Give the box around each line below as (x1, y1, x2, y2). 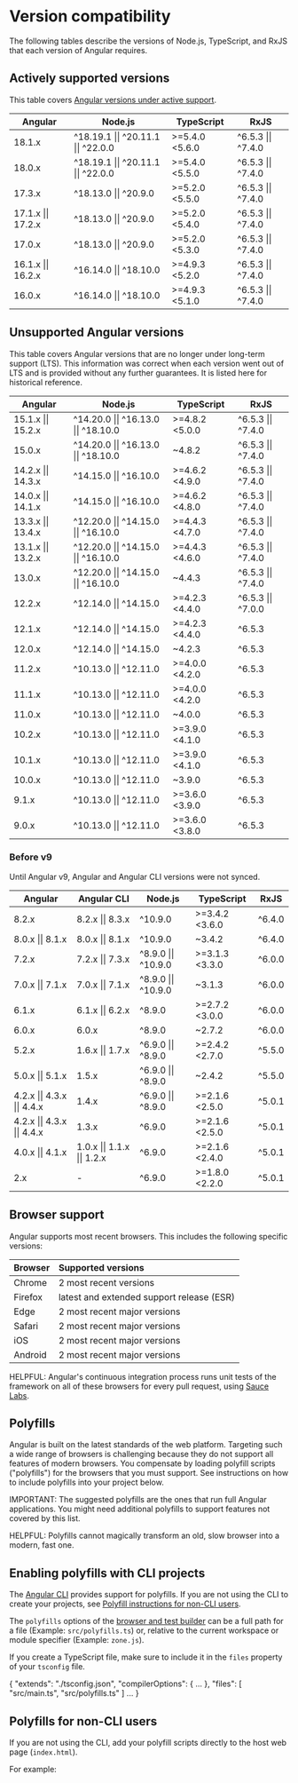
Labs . (9, 1390, 29, 1400)
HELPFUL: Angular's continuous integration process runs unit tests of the (9, 1371, 277, 1382)
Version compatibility (9, 6, 171, 27)
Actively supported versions (9, 71, 170, 86)
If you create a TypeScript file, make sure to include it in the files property (9, 1652, 283, 1662)
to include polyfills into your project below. (9, 1477, 164, 1488)
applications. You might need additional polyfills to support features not (9, 1503, 271, 1515)
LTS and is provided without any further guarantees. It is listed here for (9, 367, 268, 378)
